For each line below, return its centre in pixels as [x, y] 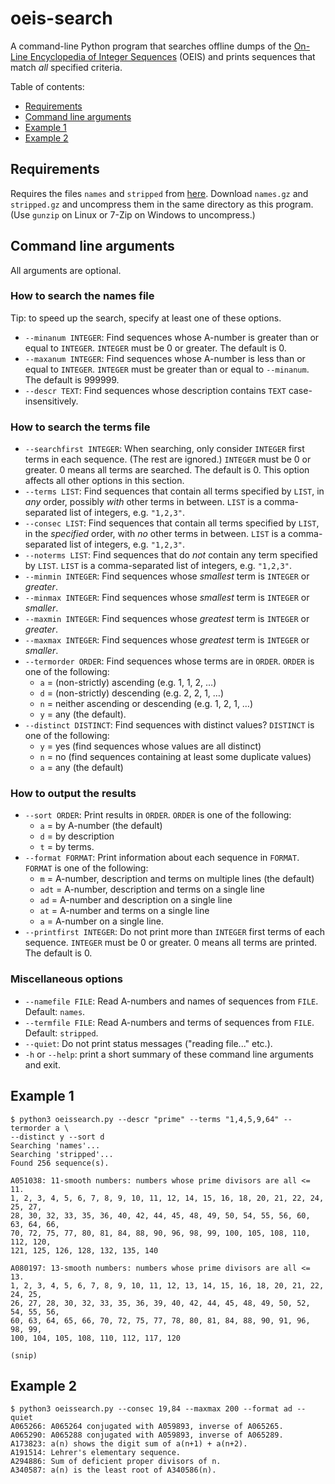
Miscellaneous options [66, 979]
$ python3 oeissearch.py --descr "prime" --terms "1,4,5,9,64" [145, 1119]
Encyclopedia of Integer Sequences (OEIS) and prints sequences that [172, 56]
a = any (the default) [81, 768]
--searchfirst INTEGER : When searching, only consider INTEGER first [164, 449]
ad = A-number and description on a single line [136, 900]
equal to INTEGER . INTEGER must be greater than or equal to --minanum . [167, 369]
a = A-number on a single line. [102, 921]
